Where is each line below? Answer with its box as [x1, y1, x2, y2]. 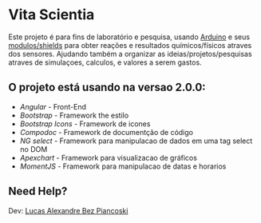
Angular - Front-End [19, 102, 86, 111]
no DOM [19, 144, 48, 153]
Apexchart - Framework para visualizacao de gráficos [19, 153, 198, 162]
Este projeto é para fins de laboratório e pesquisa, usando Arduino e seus [8, 32, 250, 42]
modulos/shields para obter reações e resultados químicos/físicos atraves [8, 40, 252, 50]
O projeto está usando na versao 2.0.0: [8, 81, 206, 94]
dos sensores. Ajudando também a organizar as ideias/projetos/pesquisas [8, 49, 253, 58]
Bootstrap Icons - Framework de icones [19, 118, 151, 129]
